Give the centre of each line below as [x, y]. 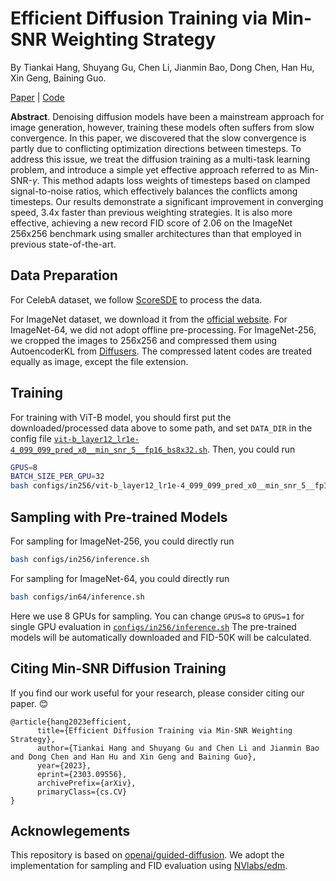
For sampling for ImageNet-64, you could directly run [120, 578]
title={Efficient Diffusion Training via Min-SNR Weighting [164, 730]
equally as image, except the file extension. [99, 361]
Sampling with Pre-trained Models [119, 517]
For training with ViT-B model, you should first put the [121, 417]
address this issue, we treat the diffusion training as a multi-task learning [160, 159]
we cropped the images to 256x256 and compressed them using [144, 340]
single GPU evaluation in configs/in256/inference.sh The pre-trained [153, 626]
